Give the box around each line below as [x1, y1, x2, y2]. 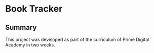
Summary [5, 23, 37, 32]
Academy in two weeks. [5, 42, 55, 48]
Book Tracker [5, 3, 63, 15]
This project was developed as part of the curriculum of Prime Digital [5, 36, 149, 42]
